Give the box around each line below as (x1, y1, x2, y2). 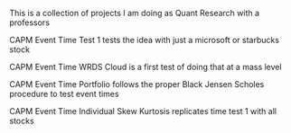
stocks (9, 116, 34, 126)
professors (9, 17, 50, 28)
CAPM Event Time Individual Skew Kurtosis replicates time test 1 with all (9, 106, 277, 116)
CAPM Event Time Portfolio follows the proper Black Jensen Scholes (9, 79, 265, 89)
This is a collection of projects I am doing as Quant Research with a (9, 8, 260, 18)
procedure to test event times (9, 89, 119, 99)
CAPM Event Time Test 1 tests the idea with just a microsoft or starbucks (9, 35, 280, 45)
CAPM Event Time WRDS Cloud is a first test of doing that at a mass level (9, 62, 282, 72)
